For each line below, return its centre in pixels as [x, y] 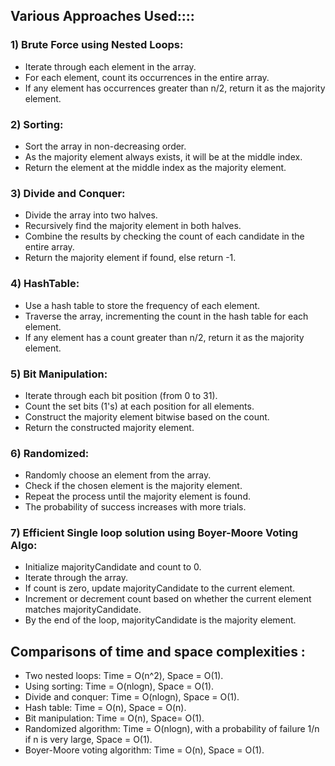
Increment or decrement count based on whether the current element [168, 599]
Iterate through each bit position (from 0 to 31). [121, 395]
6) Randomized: [50, 453]
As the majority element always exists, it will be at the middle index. [163, 156]
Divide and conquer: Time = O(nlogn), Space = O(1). [132, 697]
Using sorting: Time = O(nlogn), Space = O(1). [119, 686]
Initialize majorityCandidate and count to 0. [113, 567]
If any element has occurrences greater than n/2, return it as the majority [175, 88]
